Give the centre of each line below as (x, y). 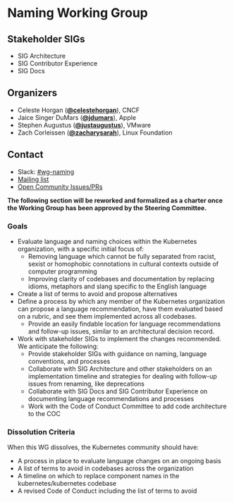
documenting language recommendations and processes (111, 398)
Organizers (32, 93)
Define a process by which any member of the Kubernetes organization (121, 301)
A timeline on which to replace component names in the (98, 476)
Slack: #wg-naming (46, 171)
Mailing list (33, 179)
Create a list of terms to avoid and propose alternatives (97, 293)
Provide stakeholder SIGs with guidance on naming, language (117, 353)
